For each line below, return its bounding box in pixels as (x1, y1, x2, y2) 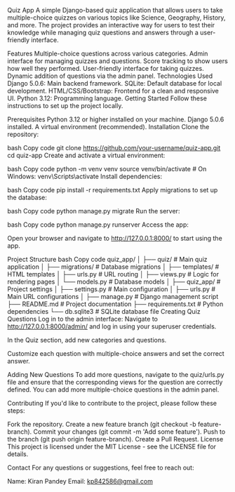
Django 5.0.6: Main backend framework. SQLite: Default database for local (7, 79, 222, 87)
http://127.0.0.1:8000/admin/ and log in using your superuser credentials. (7, 322, 217, 331)
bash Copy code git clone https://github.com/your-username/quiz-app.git (7, 144, 221, 152)
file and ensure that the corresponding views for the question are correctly (7, 378, 223, 386)
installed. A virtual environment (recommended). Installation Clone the (7, 123, 210, 131)
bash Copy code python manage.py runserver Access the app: (7, 220, 189, 229)
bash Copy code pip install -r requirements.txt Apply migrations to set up (7, 186, 218, 194)
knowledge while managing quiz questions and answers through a (7, 28, 199, 36)
